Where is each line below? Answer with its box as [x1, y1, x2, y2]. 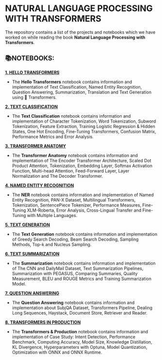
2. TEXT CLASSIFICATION [5, 104, 58, 110]
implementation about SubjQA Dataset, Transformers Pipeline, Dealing [12, 305, 153, 311]
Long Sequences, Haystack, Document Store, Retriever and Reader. [12, 310, 148, 315]
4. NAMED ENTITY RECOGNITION [5, 182, 74, 188]
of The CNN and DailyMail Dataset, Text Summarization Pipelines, [12, 265, 144, 271]
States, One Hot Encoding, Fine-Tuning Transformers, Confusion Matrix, [12, 128, 156, 134]
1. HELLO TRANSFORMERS [5, 69, 60, 75]
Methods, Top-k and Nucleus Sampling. [12, 241, 92, 247]
